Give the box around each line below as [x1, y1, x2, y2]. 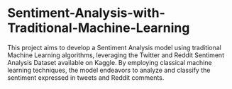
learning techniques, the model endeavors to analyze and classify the [7, 66, 211, 74]
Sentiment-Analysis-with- [7, 5, 165, 21]
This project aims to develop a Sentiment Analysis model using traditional [7, 43, 222, 52]
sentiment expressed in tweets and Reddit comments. [7, 73, 165, 82]
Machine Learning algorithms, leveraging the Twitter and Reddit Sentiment [7, 51, 225, 59]
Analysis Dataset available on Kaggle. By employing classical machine [7, 58, 212, 66]
